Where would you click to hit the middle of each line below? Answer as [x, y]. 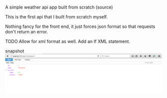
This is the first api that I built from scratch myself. [56, 17]
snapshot [15, 51]
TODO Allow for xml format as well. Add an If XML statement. [68, 41]
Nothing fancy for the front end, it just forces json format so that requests [80, 26]
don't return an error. [27, 32]
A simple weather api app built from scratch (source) [59, 7]
